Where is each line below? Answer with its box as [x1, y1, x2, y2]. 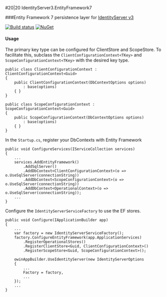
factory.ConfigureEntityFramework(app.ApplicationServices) [14, 235, 142, 240]
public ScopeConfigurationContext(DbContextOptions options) [14, 115, 144, 120]
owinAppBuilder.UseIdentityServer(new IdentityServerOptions [14, 257, 144, 262]
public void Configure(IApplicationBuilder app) [5, 217, 108, 222]
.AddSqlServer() [23, 164, 57, 169]
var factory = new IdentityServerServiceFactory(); [14, 230, 124, 236]
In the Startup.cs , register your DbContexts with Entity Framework [5, 137, 142, 143]
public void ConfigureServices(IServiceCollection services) [5, 146, 135, 152]
